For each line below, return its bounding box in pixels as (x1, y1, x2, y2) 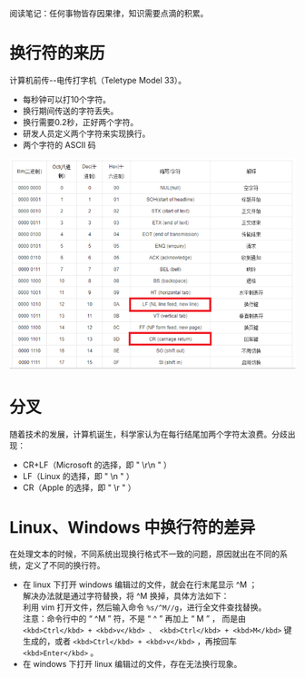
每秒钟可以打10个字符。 (22, 93, 112, 104)
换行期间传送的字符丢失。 (22, 105, 119, 116)
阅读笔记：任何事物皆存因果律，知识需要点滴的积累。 (9, 8, 209, 18)
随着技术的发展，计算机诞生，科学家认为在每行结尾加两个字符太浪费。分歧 (9, 428, 288, 439)
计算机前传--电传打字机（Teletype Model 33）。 (9, 74, 187, 85)
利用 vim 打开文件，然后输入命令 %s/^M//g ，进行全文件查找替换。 (22, 602, 267, 613)
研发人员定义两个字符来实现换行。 (22, 128, 151, 139)
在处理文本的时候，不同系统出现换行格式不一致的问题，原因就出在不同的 (9, 548, 280, 560)
